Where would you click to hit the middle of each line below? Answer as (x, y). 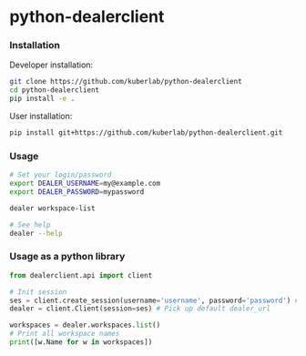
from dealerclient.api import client (81, 275)
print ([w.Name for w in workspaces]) (81, 342)
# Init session (38, 292)
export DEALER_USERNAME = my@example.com (85, 184)
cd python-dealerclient (55, 90)
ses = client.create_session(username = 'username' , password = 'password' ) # (154, 300)
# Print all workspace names (65, 334)
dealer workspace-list (52, 208)
